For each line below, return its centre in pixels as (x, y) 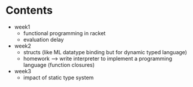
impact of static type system (58, 77)
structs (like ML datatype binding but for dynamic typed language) (105, 52)
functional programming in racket (64, 33)
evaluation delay (43, 39)
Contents (29, 10)
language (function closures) (59, 65)
